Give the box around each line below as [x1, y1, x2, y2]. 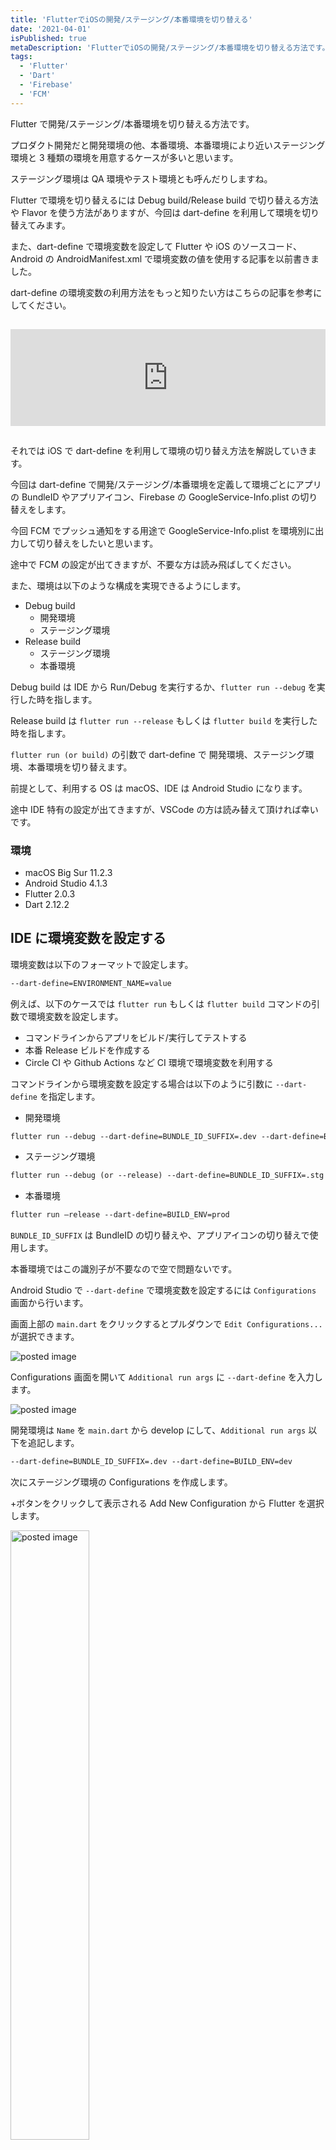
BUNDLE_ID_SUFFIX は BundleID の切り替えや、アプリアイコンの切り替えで [10, 1229, 310, 1241]
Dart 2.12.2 [24, 898, 70, 910]
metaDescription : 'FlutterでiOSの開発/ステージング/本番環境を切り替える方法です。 [10, 42, 330, 53]
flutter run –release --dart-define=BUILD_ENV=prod [10, 1210, 230, 1220]
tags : [10, 52, 33, 62]
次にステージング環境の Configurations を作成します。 [10, 1476, 233, 1488]
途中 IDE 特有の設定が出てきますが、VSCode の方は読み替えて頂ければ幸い [10, 803, 319, 815]
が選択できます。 [10, 1331, 80, 1343]
